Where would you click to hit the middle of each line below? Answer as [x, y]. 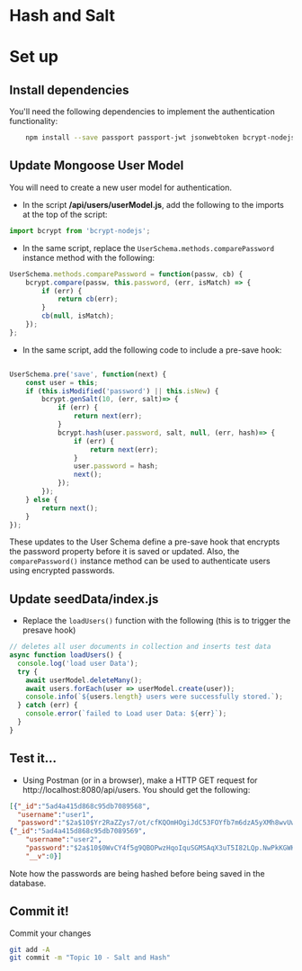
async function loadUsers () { [66, 655]
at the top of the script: [65, 214]
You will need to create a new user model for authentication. [120, 187]
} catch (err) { [48, 706]
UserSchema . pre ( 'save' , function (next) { [88, 374]
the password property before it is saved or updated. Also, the [124, 552]
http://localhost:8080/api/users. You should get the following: [136, 789]
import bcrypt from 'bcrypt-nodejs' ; [80, 230]
